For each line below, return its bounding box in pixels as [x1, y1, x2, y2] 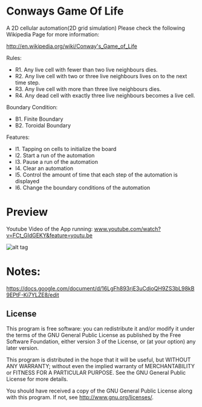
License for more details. [6, 375, 68, 383]
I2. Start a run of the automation [15, 152, 95, 159]
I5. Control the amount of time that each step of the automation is [15, 171, 178, 178]
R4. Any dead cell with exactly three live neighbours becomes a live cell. [15, 92, 195, 99]
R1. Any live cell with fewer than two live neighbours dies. [15, 66, 158, 73]
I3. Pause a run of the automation [15, 158, 99, 165]
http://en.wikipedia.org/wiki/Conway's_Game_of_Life [6, 42, 138, 50]
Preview [6, 205, 48, 219]
